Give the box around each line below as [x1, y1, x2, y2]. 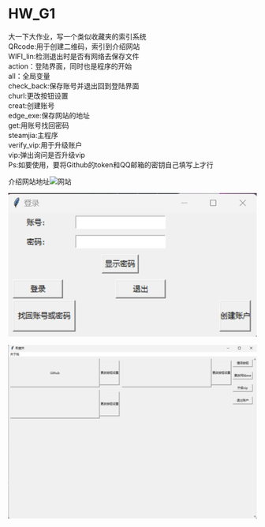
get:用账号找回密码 [8, 120, 69, 130]
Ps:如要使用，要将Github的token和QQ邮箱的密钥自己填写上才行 [8, 159, 214, 170]
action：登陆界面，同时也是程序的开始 [8, 61, 132, 71]
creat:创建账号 [8, 100, 55, 110]
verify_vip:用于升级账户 [8, 140, 83, 150]
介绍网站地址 [8, 177, 50, 186]
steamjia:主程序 [8, 130, 58, 140]
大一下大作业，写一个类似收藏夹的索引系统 [8, 32, 147, 41]
